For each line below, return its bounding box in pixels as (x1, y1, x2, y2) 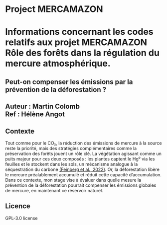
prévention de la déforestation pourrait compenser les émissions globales (5, 182, 157, 188)
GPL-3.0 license (5, 215, 38, 221)
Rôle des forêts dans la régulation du (5, 47, 160, 59)
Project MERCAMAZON (5, 3, 103, 15)
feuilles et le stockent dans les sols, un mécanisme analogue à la (5, 161, 138, 167)
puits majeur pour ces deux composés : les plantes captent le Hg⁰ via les (5, 155, 155, 162)
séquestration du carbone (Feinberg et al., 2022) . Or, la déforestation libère (5, 166, 160, 172)
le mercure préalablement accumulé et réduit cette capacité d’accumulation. (5, 171, 162, 177)
